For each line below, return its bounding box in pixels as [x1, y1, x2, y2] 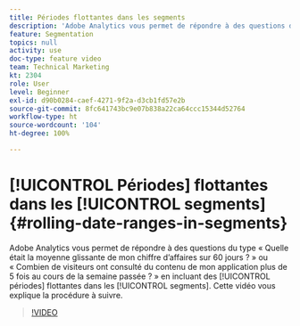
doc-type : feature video [9, 54, 102, 63]
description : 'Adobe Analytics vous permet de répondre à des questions [9, 21, 286, 30]
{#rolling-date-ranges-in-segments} [9, 213, 288, 233]
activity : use [9, 46, 62, 55]
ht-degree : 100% [9, 129, 70, 138]
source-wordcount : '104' [9, 121, 102, 130]
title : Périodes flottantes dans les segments [9, 12, 186, 22]
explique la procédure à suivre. [9, 289, 123, 300]
